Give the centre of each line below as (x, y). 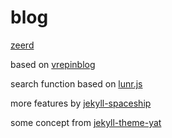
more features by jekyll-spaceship (81, 103)
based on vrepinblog (53, 64)
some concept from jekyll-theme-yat (86, 122)
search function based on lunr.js (76, 83)
